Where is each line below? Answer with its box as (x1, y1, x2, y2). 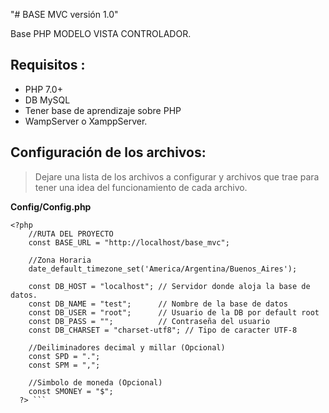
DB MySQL (24, 94, 71, 106)
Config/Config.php (10, 200, 92, 213)
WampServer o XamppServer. (24, 115, 148, 127)
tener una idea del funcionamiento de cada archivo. (34, 181, 248, 193)
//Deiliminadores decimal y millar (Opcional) (28, 342, 226, 353)
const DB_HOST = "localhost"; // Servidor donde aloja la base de (28, 281, 311, 291)
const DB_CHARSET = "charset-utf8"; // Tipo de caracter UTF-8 (28, 325, 298, 335)
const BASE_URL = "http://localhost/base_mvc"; (28, 237, 230, 248)
